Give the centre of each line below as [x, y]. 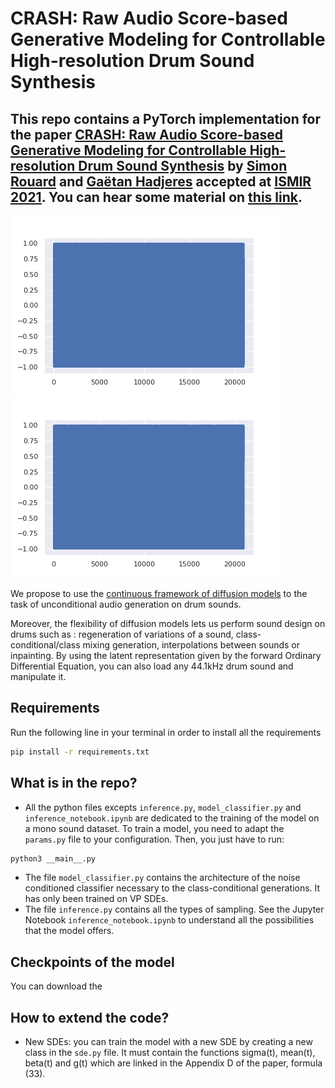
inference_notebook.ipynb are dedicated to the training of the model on [172, 818]
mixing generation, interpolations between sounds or [191, 645]
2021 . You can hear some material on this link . [156, 197]
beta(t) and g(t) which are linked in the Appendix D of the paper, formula [173, 1063]
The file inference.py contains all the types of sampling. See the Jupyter [174, 909]
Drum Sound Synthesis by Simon [183, 165]
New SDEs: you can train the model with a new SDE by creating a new [168, 1041]
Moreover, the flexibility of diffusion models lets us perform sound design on [168, 623]
